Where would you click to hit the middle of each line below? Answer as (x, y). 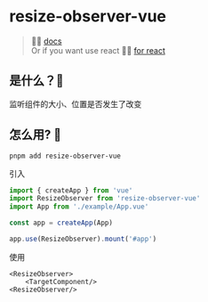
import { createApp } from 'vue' (71, 190)
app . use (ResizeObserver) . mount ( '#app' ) (83, 239)
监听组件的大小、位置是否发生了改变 (76, 103)
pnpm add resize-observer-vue (65, 156)
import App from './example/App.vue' (79, 207)
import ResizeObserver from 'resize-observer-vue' (105, 199)
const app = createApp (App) (61, 223)
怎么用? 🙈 (36, 135)
